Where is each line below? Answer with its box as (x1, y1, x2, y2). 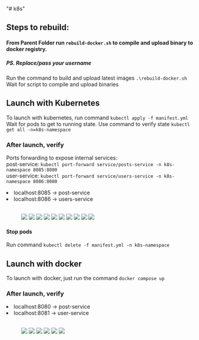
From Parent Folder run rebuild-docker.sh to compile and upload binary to (6, 39, 194, 46)
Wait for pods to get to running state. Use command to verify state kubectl (6, 120, 191, 128)
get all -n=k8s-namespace (6, 127, 71, 133)
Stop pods (6, 228, 32, 235)
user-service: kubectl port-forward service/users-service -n (6, 172, 162, 179)
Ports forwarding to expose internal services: (6, 154, 118, 161)
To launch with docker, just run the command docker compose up (6, 275, 165, 282)
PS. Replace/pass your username (6, 59, 92, 67)
